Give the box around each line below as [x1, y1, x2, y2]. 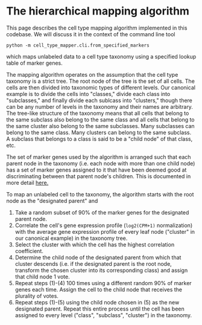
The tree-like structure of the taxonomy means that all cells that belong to [6, 109, 189, 117]
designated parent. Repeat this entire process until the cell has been [14, 305, 185, 312]
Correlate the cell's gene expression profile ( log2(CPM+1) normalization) [14, 222, 193, 229]
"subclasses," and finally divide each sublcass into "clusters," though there [6, 97, 193, 104]
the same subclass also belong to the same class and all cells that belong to [6, 116, 195, 123]
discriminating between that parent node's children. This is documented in [6, 172, 191, 179]
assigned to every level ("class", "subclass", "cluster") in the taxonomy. [14, 311, 192, 318]
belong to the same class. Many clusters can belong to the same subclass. [6, 129, 192, 136]
